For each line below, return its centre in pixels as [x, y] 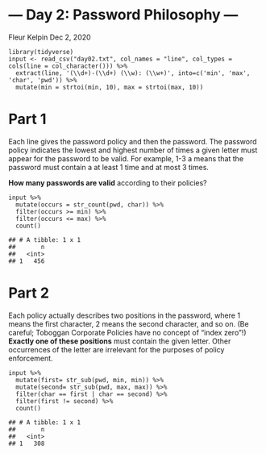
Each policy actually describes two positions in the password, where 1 [124, 315]
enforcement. [31, 358]
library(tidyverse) [41, 52]
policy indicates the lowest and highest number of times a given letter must [133, 150]
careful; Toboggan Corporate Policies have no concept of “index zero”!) [127, 332]
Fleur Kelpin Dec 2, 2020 [50, 37]
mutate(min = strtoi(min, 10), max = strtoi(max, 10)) [110, 87]
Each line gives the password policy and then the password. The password [133, 141]
